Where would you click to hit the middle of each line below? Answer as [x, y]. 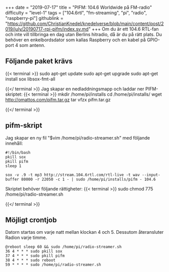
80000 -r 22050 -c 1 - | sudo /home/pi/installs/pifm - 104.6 [89, 179]
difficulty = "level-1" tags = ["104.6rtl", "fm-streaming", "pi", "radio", [76, 13]
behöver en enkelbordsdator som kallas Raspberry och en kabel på [76, 40]
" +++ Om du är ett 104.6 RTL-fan [123, 29]
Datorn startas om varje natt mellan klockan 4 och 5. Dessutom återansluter [84, 232]
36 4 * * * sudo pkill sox [34, 252]
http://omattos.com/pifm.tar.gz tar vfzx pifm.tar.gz [58, 99]
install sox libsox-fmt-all [30, 79]
